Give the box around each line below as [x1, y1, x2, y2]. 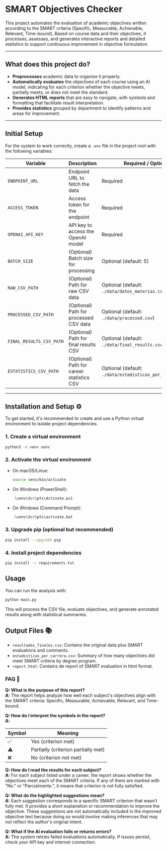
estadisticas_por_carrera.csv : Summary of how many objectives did [12, 653, 155, 659]
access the [69, 228, 94, 235]
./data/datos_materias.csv [101, 288, 166, 294]
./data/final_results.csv [101, 342, 163, 348]
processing [69, 267, 95, 274]
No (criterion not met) [30, 754, 82, 761]
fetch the [69, 181, 89, 188]
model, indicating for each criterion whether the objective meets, [12, 84, 146, 90]
